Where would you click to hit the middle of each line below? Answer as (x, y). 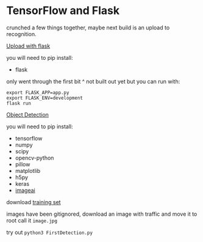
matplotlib (28, 170)
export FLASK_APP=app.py (38, 92)
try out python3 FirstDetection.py (50, 232)
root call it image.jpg (32, 220)
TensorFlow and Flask (63, 11)
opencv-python (34, 158)
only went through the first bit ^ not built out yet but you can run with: (93, 81)
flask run (19, 103)
